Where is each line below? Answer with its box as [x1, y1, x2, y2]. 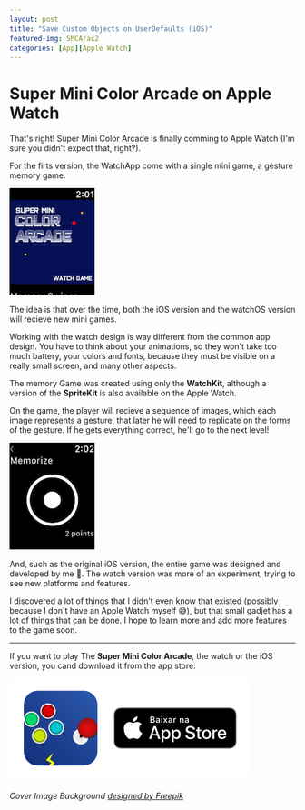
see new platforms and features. [9, 578, 131, 589]
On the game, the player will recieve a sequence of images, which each [9, 405, 277, 416]
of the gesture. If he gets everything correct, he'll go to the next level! [9, 425, 270, 435]
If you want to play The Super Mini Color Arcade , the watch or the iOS [9, 651, 273, 662]
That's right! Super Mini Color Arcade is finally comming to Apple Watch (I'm [9, 133, 295, 145]
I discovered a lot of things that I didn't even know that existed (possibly [9, 595, 279, 606]
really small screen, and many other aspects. [9, 360, 177, 372]
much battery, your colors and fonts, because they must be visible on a [9, 351, 276, 362]
